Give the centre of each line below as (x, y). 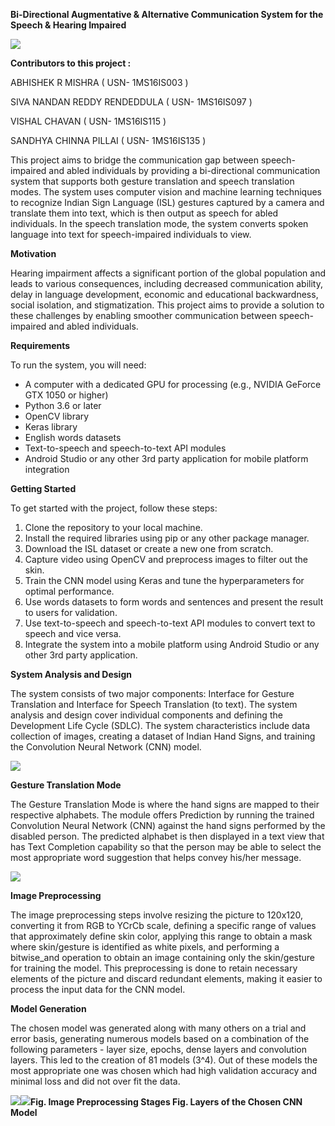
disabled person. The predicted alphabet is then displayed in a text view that (167, 836)
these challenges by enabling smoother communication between (143, 315)
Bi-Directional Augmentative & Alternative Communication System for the (167, 14)
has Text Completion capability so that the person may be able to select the (166, 847)
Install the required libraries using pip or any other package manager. (167, 538)
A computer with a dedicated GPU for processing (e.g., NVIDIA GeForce (173, 384)
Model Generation (48, 1008)
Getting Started (43, 488)
